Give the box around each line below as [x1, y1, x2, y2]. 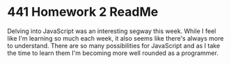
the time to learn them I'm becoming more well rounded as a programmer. [7, 49, 219, 57]
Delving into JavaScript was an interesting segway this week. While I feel [7, 27, 216, 35]
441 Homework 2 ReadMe [7, 4, 159, 20]
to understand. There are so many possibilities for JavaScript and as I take [7, 41, 221, 50]
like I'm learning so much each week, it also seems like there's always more [7, 34, 224, 42]
